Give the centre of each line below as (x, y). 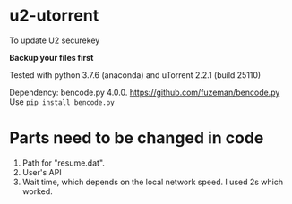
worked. (38, 191)
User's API (42, 172)
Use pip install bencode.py (62, 102)
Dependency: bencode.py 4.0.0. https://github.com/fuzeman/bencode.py (145, 92)
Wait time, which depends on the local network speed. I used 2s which (153, 182)
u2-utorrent (54, 16)
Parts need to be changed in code (137, 138)
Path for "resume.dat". (64, 163)
